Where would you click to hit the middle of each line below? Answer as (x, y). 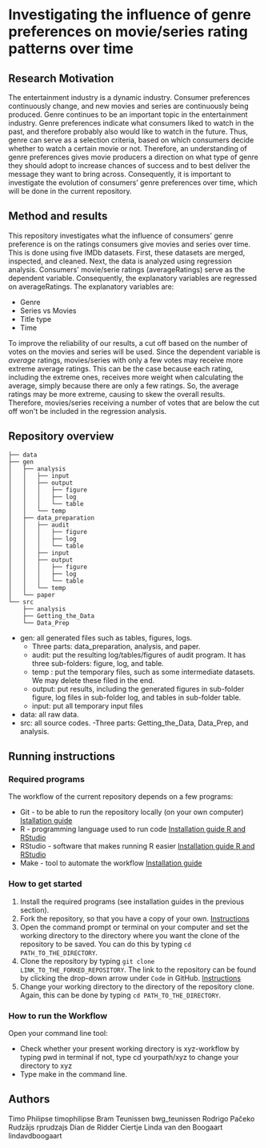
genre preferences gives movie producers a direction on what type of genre (133, 157)
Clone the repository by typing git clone (87, 961)
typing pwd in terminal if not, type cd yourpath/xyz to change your (129, 1057)
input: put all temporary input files (88, 705)
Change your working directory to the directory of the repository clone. (137, 986)
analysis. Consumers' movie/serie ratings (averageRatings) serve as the (127, 269)
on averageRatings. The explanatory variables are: (91, 287)
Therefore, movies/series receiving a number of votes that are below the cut (134, 403)
